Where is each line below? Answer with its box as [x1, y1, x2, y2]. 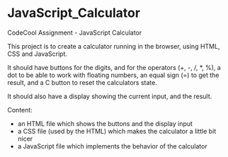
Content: [7, 105, 33, 114]
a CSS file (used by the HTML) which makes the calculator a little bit [17, 127, 217, 135]
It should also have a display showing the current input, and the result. [7, 92, 212, 100]
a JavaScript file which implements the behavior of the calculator [17, 141, 207, 150]
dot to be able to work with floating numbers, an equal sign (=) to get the [7, 71, 220, 79]
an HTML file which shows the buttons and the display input [17, 119, 193, 128]
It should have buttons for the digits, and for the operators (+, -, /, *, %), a [7, 63, 221, 71]
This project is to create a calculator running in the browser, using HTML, [7, 42, 220, 50]
